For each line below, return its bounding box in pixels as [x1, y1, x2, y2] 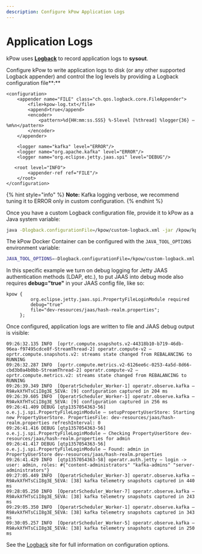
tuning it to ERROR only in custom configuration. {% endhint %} [6, 197, 164, 205]
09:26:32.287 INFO [6, 362, 52, 368]
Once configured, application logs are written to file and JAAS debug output [6, 323, 195, 330]
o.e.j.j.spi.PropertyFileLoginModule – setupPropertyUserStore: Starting [6, 409, 195, 415]
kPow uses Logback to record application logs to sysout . [6, 55, 148, 62]
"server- [173, 462, 195, 468]
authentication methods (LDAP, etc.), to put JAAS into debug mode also [6, 273, 184, 281]
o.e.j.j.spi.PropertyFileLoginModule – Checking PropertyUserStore [6, 431, 179, 437]
